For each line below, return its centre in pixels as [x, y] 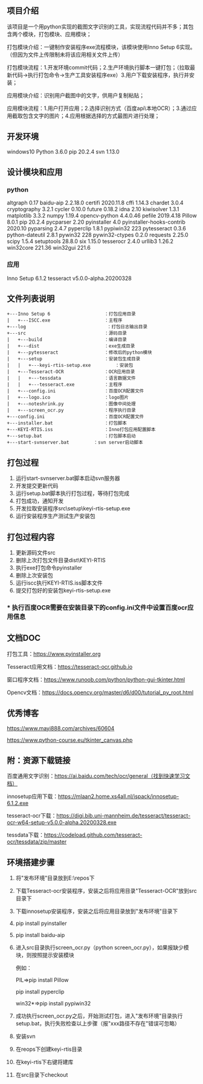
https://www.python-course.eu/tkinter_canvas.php [70, 740]
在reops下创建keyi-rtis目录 [49, 1049]
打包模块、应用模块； [65, 34]
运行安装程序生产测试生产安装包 [55, 516]
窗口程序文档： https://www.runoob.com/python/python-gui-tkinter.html [96, 680]
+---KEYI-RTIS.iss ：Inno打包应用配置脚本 [81, 430]
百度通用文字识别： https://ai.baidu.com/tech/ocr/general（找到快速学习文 [99, 776]
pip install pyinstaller [41, 923]
